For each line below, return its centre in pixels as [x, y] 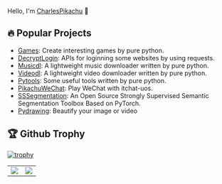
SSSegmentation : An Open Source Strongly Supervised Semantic [113, 95]
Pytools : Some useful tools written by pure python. [92, 80]
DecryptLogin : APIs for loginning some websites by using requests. [116, 58]
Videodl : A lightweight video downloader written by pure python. [112, 73]
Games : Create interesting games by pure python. [91, 50]
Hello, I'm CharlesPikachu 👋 [48, 11]
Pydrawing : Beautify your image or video [77, 111]
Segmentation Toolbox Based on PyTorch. [79, 103]
